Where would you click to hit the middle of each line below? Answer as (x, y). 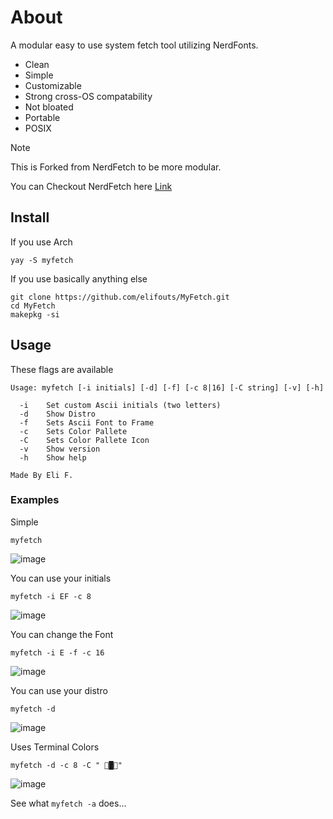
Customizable (53, 85)
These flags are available (62, 369)
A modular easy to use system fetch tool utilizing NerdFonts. (134, 45)
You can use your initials (61, 578)
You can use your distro (59, 690)
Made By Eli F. (42, 475)
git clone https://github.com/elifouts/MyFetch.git (120, 297)
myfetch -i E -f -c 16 (57, 652)
